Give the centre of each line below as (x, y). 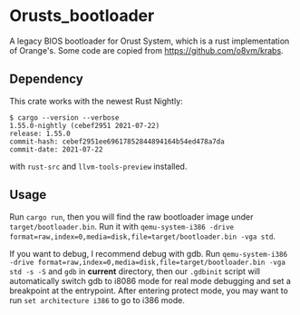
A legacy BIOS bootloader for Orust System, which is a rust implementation (150, 41)
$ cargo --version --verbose (64, 118)
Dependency (46, 79)
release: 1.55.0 (40, 133)
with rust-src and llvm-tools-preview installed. (98, 166)
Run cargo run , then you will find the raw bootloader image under (131, 217)
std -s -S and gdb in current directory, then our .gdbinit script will (135, 271)
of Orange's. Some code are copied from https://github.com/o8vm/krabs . (146, 50)
